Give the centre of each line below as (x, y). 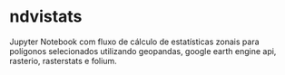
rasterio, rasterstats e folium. (63, 61)
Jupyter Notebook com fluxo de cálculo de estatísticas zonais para (135, 42)
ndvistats (46, 17)
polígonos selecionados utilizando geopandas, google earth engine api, (143, 51)
